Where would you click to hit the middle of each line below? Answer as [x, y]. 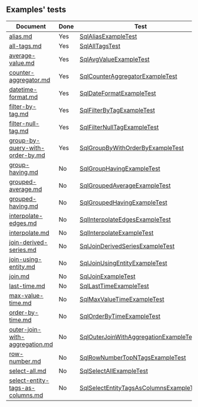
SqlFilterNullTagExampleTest [119, 127]
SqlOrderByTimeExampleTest [120, 316]
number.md [25, 361]
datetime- [23, 89]
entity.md [22, 266]
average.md [26, 189]
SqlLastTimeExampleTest [114, 286]
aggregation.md [31, 344]
